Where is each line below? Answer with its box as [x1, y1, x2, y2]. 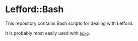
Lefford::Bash [5, 4, 64, 15]
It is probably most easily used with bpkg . [5, 30, 91, 36]
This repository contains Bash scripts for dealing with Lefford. [5, 20, 133, 26]
